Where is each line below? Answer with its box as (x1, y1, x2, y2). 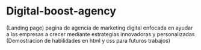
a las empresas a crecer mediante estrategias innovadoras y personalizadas (6, 30, 195, 37)
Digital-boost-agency (6, 4, 116, 18)
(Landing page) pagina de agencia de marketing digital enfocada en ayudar (6, 24, 193, 31)
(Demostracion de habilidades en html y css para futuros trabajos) (6, 37, 170, 44)
